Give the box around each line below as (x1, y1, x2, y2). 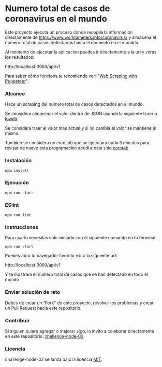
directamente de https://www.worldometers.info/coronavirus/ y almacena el (5, 34, 156, 40)
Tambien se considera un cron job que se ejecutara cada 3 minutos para (5, 140, 149, 146)
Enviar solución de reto (5, 289, 60, 296)
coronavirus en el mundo (5, 13, 107, 24)
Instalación (5, 157, 32, 164)
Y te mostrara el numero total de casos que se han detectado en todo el (5, 271, 148, 277)
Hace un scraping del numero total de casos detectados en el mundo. (5, 101, 144, 107)
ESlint (5, 201, 19, 208)
